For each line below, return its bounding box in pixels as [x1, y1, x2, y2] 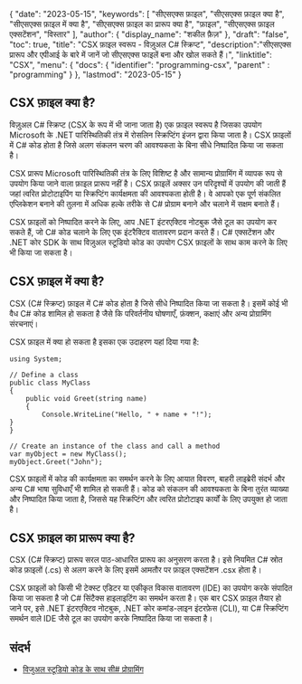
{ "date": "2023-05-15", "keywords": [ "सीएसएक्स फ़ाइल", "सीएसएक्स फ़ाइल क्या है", [9, 9, 285, 19]
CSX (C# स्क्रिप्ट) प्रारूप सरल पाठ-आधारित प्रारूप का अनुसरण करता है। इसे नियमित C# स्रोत [9, 555, 283, 565]
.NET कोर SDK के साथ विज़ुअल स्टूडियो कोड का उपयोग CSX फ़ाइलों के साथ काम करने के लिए [9, 236, 288, 248]
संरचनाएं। [9, 318, 39, 329]
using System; [9, 354, 63, 364]
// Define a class [9, 370, 79, 379]
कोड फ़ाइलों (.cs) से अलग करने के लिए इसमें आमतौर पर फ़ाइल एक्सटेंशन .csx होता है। [9, 565, 262, 575]
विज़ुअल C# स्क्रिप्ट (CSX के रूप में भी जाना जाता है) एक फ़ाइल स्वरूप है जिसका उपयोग [9, 119, 262, 130]
